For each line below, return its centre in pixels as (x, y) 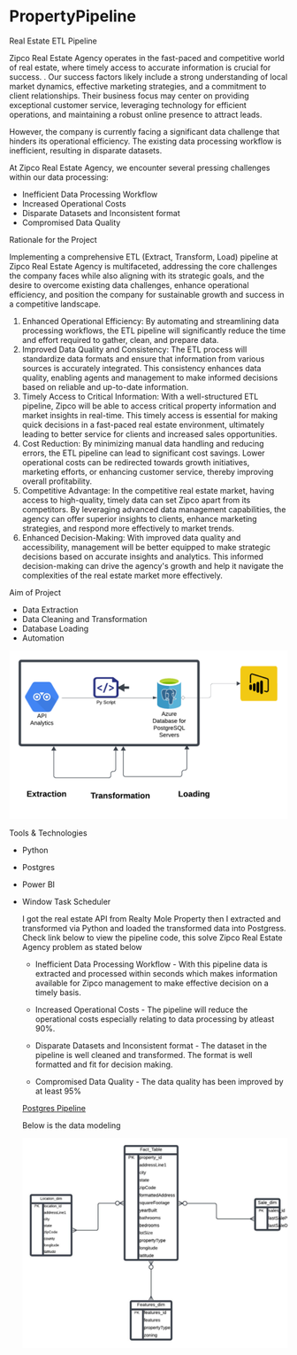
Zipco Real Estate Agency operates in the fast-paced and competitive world (147, 58)
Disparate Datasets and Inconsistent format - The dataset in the (151, 1046)
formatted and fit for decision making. (104, 1064)
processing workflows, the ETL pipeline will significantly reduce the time (154, 331)
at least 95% (58, 1091)
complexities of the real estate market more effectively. (122, 575)
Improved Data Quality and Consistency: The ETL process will (134, 349)
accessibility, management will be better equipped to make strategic (146, 547)
